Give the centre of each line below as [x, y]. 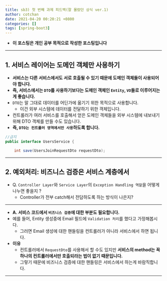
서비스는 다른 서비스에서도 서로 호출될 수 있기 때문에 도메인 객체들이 [77, 78]
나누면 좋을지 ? [27, 191]
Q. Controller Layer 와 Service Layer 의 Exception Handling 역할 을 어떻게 [86, 185]
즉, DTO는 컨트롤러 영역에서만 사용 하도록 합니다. [56, 127]
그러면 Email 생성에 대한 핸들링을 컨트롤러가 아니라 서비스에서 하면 [84, 231]
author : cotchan [22, 14]
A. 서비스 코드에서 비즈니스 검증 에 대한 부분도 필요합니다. [66, 212]
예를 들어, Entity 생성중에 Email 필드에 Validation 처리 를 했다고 [74, 219]
